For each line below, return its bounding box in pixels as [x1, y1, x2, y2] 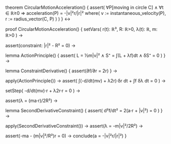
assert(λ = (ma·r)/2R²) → [5, 97, 58, 104]
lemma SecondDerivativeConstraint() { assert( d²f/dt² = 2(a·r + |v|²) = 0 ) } [5, 108, 163, 113]
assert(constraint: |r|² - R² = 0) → [5, 43, 76, 48]
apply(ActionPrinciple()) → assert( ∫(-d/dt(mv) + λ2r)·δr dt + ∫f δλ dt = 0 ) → [5, 78, 166, 84]
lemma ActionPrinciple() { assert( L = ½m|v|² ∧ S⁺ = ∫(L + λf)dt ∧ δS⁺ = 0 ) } [5, 52, 166, 58]
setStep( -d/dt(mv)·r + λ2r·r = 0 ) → [5, 88, 81, 94]
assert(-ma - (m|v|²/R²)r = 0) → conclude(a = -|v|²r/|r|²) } [5, 133, 127, 139]
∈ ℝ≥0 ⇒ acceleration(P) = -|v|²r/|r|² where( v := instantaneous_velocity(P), [5, 10, 166, 16]
